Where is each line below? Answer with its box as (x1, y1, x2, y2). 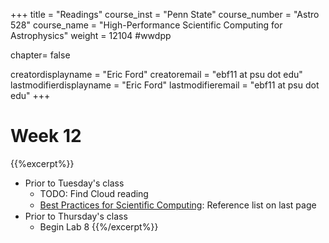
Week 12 (10, 125, 82, 148)
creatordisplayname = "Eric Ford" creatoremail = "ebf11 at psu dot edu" (10, 69, 303, 80)
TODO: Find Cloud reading (39, 187, 149, 199)
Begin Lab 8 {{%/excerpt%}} (39, 220, 159, 233)
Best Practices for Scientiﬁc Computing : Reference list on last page (39, 199, 317, 211)
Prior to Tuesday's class (24, 177, 125, 189)
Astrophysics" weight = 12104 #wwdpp (10, 30, 172, 41)
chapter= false (10, 49, 71, 61)
